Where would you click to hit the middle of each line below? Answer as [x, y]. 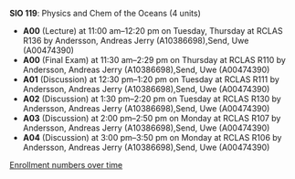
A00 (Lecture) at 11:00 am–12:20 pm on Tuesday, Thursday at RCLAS [153, 31]
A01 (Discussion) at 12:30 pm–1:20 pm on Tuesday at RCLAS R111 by [151, 79]
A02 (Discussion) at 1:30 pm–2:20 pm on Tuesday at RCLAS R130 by [152, 99]
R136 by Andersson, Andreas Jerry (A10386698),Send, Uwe [136, 41]
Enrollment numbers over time [66, 165]
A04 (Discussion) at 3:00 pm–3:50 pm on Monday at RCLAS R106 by [152, 137]
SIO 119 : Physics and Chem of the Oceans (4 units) [105, 13]
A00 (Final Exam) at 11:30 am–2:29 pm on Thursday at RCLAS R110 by [154, 60]
